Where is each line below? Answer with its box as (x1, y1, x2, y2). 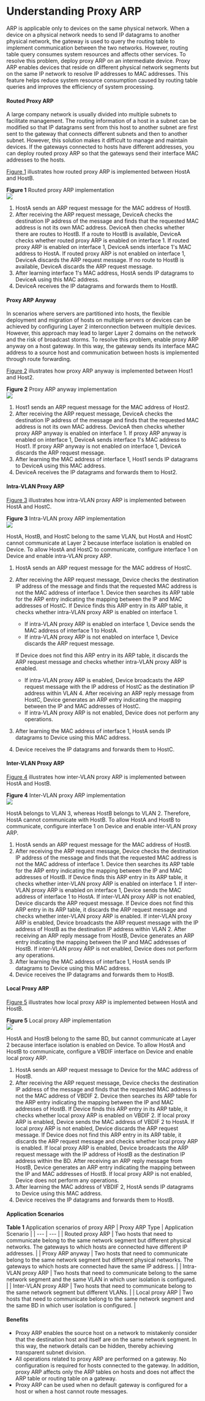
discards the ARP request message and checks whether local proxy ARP (15, 1137, 198, 1145)
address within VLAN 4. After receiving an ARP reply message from (24, 689, 195, 697)
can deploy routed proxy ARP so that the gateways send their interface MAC (6, 150, 199, 157)
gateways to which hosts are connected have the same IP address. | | (6, 1263, 182, 1270)
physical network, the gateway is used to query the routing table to (6, 37, 176, 45)
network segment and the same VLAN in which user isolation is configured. (6, 1276, 196, 1283)
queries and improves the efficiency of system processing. (6, 83, 155, 90)
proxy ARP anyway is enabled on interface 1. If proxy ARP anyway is (15, 429, 187, 437)
